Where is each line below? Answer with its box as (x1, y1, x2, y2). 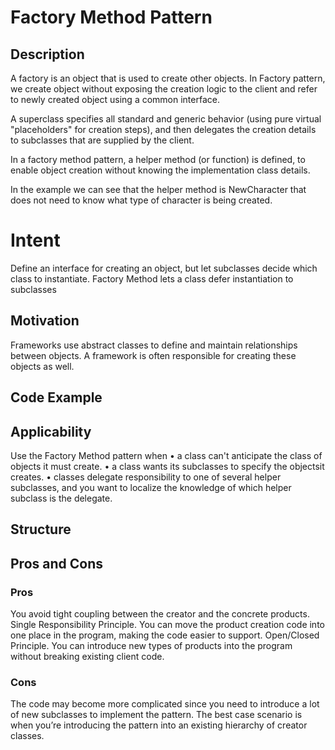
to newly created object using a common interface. (10, 94, 220, 105)
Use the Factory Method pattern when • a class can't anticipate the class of (10, 449, 323, 461)
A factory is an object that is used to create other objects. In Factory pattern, (10, 72, 326, 84)
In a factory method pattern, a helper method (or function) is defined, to (10, 154, 306, 165)
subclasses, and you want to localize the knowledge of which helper (10, 481, 292, 493)
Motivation (10, 312, 80, 330)
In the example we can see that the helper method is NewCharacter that (10, 184, 307, 195)
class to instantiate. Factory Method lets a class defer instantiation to (10, 272, 294, 285)
